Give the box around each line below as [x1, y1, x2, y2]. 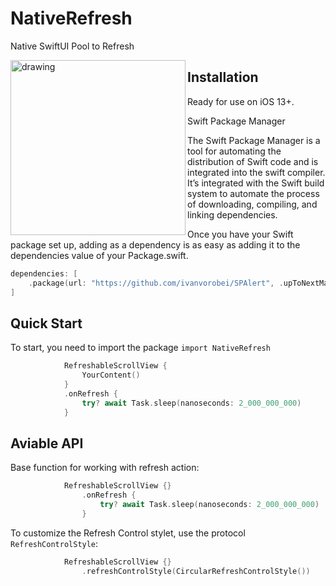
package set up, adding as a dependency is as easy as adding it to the [10, 238, 301, 251]
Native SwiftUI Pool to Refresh [10, 40, 135, 52]
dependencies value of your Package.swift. [10, 249, 189, 261]
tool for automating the [187, 145, 282, 157]
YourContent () [81, 370, 141, 381]
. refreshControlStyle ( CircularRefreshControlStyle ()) [81, 566, 311, 576]
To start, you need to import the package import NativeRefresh [10, 342, 271, 354]
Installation [187, 69, 259, 86]
